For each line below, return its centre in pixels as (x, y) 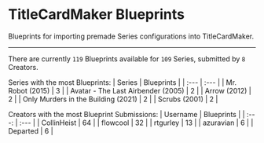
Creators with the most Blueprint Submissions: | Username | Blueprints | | (126, 114)
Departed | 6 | (31, 130)
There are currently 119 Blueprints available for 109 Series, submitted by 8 (127, 59)
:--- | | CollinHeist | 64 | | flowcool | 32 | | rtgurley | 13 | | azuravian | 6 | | (136, 123)
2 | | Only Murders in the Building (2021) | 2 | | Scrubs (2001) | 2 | (113, 99)
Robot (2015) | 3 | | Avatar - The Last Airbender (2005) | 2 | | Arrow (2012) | (130, 90)
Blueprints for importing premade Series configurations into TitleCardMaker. (131, 36)
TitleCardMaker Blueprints (97, 15)
